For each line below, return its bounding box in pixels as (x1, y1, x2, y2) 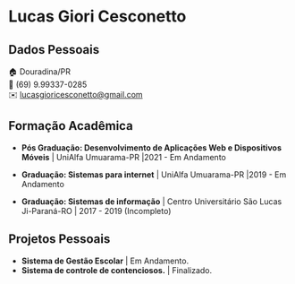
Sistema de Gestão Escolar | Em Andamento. (21, 255, 190, 266)
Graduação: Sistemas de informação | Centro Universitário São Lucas (21, 195, 282, 207)
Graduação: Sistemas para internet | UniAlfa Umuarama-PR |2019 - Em (21, 168, 287, 180)
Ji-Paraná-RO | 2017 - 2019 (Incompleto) (21, 205, 172, 216)
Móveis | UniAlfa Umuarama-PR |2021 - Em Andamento (21, 151, 227, 162)
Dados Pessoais (8, 42, 100, 57)
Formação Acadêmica (8, 118, 133, 133)
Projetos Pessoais (8, 231, 111, 247)
